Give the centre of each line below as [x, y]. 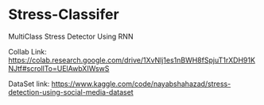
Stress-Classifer [64, 15]
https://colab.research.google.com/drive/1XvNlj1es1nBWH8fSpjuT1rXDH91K [132, 60]
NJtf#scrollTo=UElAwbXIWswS [59, 68]
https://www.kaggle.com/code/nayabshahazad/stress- [141, 84]
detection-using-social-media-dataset [71, 92]
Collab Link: [28, 51]
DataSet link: [29, 84]
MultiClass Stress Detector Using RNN [71, 36]
